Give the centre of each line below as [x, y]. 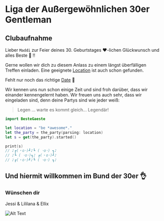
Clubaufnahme [29, 38]
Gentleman [28, 20]
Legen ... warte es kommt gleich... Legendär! [63, 110]
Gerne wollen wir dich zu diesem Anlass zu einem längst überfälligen [76, 65]
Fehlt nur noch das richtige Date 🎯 [40, 80]
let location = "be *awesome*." [39, 128]
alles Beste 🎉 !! [20, 55]
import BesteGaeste [25, 119]
